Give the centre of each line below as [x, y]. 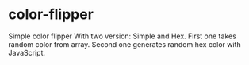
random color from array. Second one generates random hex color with [125, 44]
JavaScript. [27, 52]
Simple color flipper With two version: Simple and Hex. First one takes [122, 36]
